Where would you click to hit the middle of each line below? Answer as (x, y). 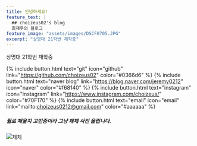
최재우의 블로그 (27, 28)
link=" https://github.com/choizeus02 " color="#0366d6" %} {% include (93, 75)
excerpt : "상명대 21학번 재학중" (43, 39)
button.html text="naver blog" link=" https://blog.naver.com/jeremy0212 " (95, 81)
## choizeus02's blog (38, 23)
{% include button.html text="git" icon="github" (65, 69)
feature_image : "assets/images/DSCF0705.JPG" (63, 34)
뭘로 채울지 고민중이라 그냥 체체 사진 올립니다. (59, 121)
